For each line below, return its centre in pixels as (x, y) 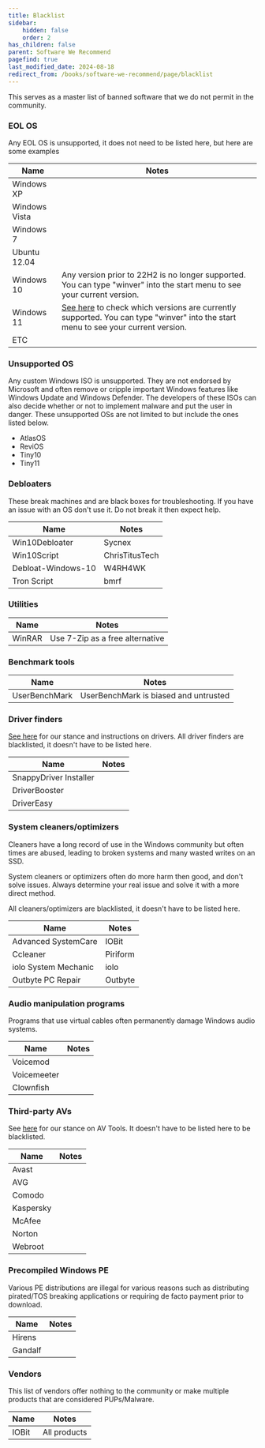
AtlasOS (33, 438)
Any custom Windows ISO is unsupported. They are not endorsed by (119, 381)
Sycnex (118, 542)
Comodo (28, 1195)
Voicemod (31, 1062)
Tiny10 (30, 455)
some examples (34, 151)
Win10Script (35, 555)
